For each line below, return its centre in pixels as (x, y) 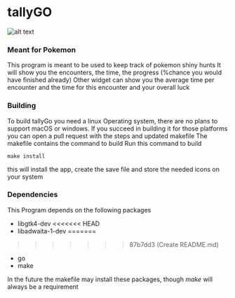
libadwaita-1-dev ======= (57, 231)
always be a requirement (43, 286)
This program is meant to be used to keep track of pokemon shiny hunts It (114, 65)
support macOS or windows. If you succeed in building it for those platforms (117, 128)
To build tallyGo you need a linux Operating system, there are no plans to (113, 121)
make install (26, 156)
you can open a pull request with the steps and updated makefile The (107, 136)
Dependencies (33, 195)
